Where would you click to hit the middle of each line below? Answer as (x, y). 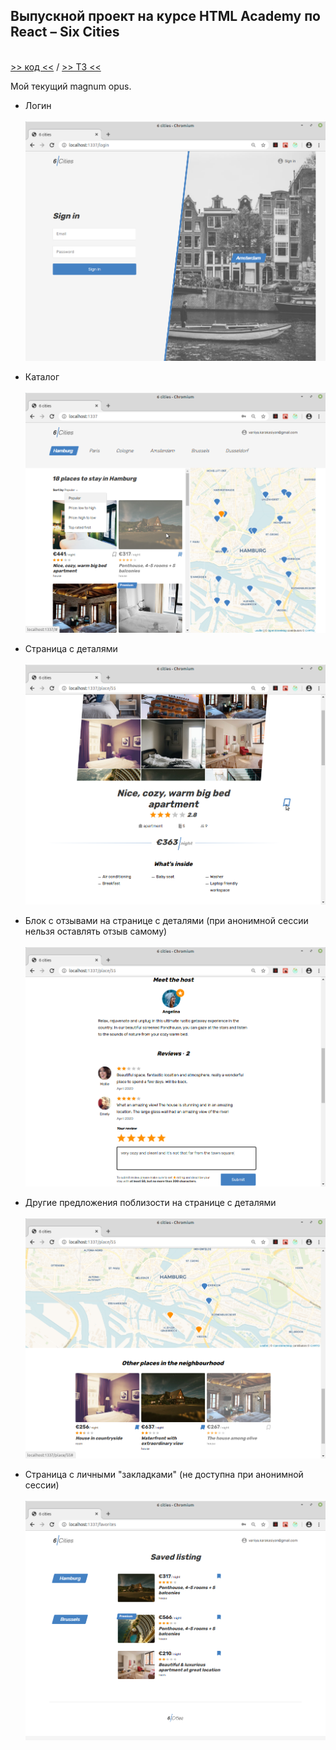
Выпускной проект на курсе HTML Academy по (165, 16)
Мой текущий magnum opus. (71, 86)
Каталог (42, 377)
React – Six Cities (65, 32)
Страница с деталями (71, 648)
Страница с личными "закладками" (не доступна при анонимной (164, 1474)
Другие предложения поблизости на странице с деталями (150, 1203)
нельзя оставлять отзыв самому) (96, 931)
